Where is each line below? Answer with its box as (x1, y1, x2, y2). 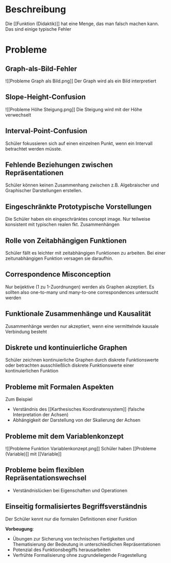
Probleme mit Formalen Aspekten (5, 383, 114, 391)
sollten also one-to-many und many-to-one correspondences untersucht (5, 289, 159, 295)
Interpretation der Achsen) (12, 411, 69, 418)
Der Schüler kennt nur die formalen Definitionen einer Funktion (5, 516, 137, 522)
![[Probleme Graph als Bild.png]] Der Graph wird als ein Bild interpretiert (5, 78, 157, 84)
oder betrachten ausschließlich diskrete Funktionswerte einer (5, 362, 134, 368)
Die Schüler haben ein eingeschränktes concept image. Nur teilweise (5, 216, 151, 222)
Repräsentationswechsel (5, 474, 87, 483)
